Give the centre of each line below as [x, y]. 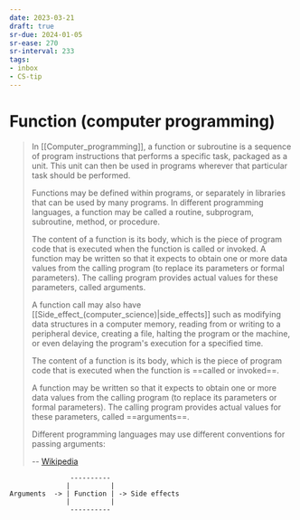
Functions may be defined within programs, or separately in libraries [159, 193]
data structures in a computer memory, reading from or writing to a [156, 324]
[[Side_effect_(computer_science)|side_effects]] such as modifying [156, 314]
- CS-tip [26, 77]
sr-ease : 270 [34, 43]
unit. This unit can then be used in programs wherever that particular [159, 165]
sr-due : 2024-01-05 [46, 34]
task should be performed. [81, 175]
